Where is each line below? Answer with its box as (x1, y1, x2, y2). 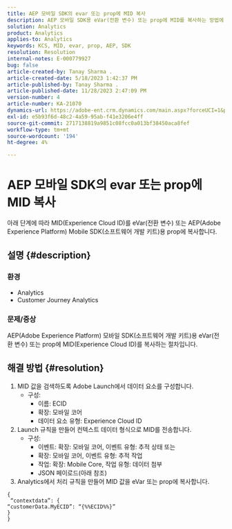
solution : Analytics (7, 23, 67, 30)
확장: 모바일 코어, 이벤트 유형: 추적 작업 (37, 451, 143, 460)
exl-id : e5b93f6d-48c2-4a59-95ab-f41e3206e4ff (7, 113, 144, 120)
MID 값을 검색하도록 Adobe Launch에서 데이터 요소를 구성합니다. (17, 382, 194, 390)
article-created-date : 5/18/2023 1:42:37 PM (7, 74, 137, 82)
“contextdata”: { (10, 497, 60, 504)
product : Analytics (7, 29, 64, 37)
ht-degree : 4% (7, 139, 48, 146)
